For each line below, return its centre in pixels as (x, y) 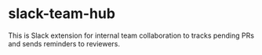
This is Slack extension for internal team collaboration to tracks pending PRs (131, 35)
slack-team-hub (62, 14)
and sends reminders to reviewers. (64, 43)
